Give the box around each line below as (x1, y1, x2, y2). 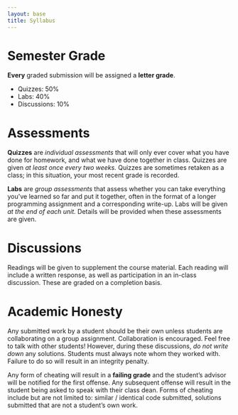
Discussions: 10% (17, 100, 70, 109)
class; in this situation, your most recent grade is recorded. (7, 171, 180, 180)
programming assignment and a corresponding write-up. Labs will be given (7, 200, 228, 208)
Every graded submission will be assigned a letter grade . (7, 71, 175, 80)
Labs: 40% (17, 92, 50, 101)
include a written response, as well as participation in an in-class (7, 271, 197, 279)
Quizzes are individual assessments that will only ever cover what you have (7, 149, 229, 157)
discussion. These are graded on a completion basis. (7, 279, 162, 287)
